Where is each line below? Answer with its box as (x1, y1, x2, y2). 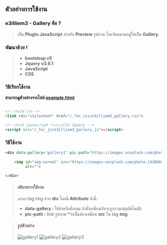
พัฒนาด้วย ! (5, 44, 28, 51)
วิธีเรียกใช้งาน (5, 83, 31, 90)
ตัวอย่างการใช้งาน (5, 5, 48, 13)
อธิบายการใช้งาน (17, 184, 44, 190)
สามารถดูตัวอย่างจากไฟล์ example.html (5, 95, 75, 101)
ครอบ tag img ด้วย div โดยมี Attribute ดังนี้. (17, 195, 98, 201)
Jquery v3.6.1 (24, 60, 54, 66)
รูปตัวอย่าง (17, 223, 35, 229)
